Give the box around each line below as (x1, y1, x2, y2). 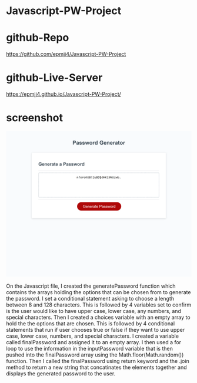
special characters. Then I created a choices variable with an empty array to (6, 314, 191, 321)
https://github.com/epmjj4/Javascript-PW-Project (6, 51, 126, 58)
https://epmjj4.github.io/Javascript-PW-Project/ (6, 91, 122, 98)
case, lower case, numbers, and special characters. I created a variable (6, 332, 179, 339)
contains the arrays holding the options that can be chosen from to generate (6, 288, 191, 295)
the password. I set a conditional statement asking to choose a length (6, 295, 175, 302)
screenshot (6, 111, 64, 125)
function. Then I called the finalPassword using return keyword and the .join (6, 357, 189, 364)
